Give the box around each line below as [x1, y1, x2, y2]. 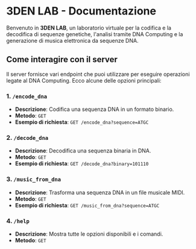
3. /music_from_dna [6, 175, 62, 183]
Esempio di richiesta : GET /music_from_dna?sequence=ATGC [14, 201, 160, 209]
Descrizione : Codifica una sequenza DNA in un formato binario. [14, 106, 174, 113]
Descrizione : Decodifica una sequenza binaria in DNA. [14, 147, 151, 154]
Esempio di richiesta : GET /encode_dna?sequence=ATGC [14, 119, 149, 126]
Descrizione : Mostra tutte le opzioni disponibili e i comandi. [14, 230, 163, 238]
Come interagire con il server [6, 54, 118, 65]
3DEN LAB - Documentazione [6, 4, 157, 18]
